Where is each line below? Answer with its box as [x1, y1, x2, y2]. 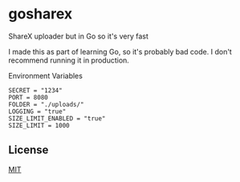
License [8, 144, 49, 157]
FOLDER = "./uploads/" [8, 100, 84, 108]
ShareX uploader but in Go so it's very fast [8, 31, 148, 41]
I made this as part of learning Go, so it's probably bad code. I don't [8, 47, 233, 56]
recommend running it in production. [8, 55, 130, 65]
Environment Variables [8, 71, 83, 80]
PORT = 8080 [8, 93, 48, 101]
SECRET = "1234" [8, 86, 63, 95]
